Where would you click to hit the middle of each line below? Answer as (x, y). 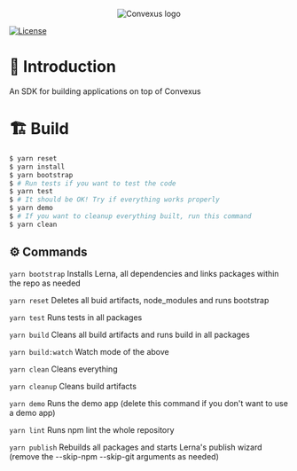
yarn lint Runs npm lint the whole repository (92, 429)
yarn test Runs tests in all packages (76, 317)
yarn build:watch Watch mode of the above (90, 351)
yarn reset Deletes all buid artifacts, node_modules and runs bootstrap (139, 300)
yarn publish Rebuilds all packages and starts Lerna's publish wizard (136, 447)
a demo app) (32, 412)
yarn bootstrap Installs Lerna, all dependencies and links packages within (144, 273)
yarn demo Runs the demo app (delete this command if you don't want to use (148, 403)
